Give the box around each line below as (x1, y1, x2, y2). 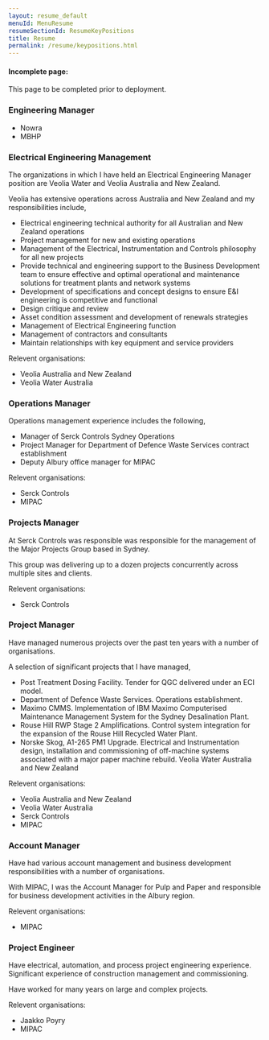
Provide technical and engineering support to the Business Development (19, 261, 260, 270)
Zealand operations (19, 226, 85, 236)
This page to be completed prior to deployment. (8, 85, 167, 94)
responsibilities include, (8, 202, 87, 212)
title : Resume (8, 34, 56, 43)
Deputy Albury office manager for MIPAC (19, 457, 156, 467)
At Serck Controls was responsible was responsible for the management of (8, 535, 257, 545)
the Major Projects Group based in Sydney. (8, 544, 150, 554)
